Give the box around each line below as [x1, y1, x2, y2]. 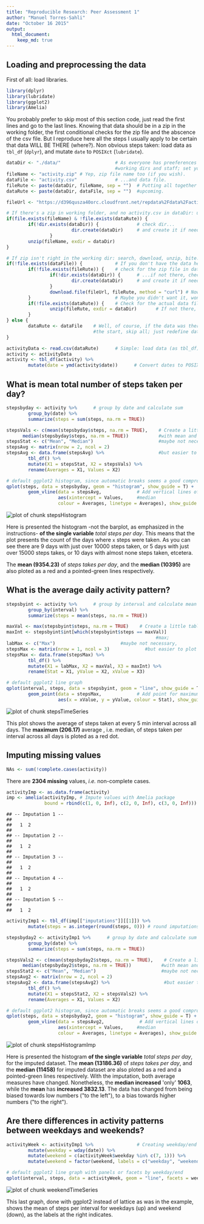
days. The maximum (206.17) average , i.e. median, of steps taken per [6, 726, 183, 733]
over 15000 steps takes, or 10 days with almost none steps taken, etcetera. [6, 549, 193, 556]
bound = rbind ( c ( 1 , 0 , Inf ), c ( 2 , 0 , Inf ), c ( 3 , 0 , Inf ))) [44, 800, 197, 807]
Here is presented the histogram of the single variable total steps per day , [6, 1053, 193, 1060]
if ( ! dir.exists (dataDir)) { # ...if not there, [49, 272, 186, 278]
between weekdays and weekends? [6, 1125, 144, 1136]
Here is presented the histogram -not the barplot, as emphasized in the [6, 523, 184, 530]
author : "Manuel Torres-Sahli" [6, 15, 86, 21]
